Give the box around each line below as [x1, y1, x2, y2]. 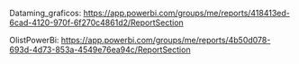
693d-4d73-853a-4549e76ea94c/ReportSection [9, 44, 191, 55]
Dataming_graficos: [9, 8, 82, 18]
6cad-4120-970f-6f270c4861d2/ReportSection [9, 17, 185, 28]
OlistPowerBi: [9, 35, 59, 45]
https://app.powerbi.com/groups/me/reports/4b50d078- [60, 35, 271, 45]
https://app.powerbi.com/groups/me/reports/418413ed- [83, 8, 290, 18]
